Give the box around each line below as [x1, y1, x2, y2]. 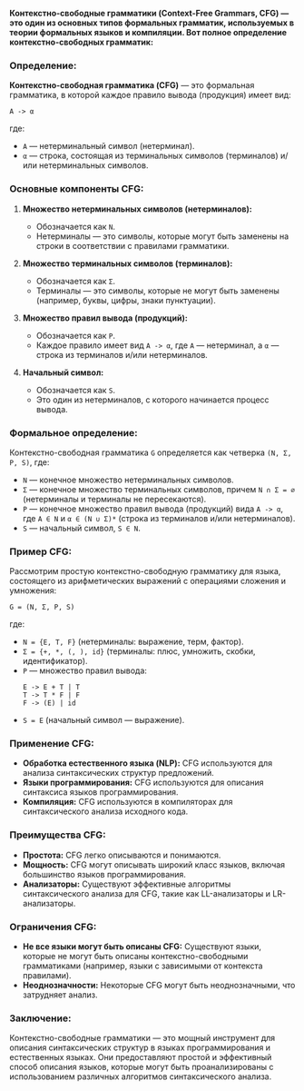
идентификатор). [22, 656, 88, 667]
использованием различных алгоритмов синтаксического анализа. [9, 1071, 272, 1082]
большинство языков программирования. [22, 868, 186, 879]
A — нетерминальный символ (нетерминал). [22, 141, 195, 152]
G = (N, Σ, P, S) [9, 603, 75, 612]
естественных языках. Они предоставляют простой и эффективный [9, 1052, 272, 1063]
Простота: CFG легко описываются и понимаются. [22, 849, 221, 860]
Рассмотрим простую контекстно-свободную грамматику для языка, [9, 566, 281, 577]
